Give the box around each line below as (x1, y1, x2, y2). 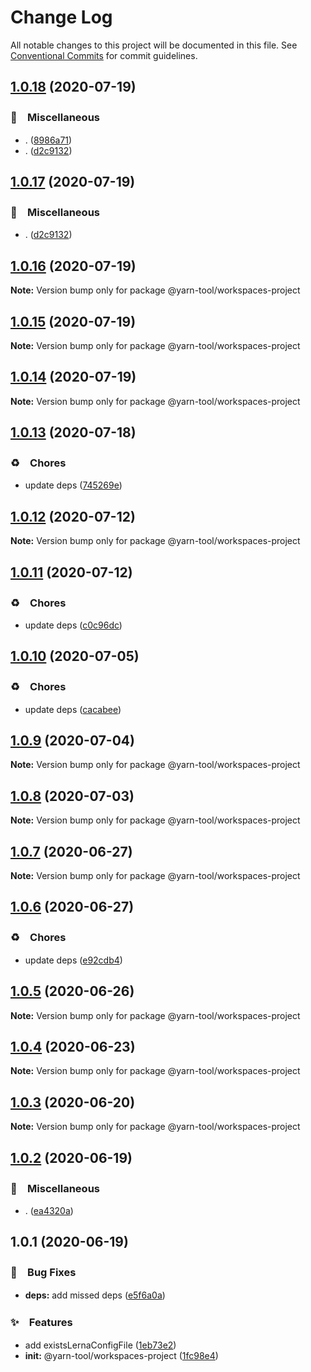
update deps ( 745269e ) (24, 479, 123, 491)
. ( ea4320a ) (24, 1204, 74, 1216)
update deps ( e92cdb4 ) (24, 954, 123, 966)
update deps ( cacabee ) (24, 703, 122, 715)
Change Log (10, 6, 113, 29)
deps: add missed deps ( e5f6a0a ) (24, 1289, 166, 1301)
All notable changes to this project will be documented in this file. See (10, 39, 298, 51)
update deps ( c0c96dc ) (24, 619, 123, 631)
